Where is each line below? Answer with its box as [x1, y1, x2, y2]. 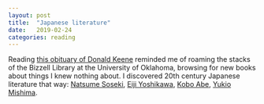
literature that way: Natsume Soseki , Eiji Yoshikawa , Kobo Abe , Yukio [8, 80, 232, 89]
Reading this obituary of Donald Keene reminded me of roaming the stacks [8, 55, 251, 64]
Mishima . [8, 88, 38, 98]
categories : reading [8, 33, 76, 41]
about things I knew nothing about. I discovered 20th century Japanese [8, 71, 240, 81]
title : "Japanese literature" [8, 19, 111, 27]
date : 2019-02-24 [8, 26, 73, 34]
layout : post [8, 11, 51, 20]
